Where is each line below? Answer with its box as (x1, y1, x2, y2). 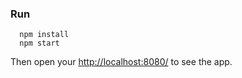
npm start (19, 38, 60, 49)
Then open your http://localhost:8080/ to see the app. (10, 56, 233, 68)
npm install (19, 30, 70, 40)
